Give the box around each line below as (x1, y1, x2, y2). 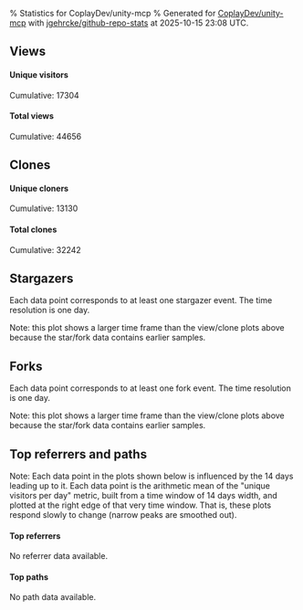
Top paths (9, 571, 48, 583)
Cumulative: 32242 (9, 244, 82, 255)
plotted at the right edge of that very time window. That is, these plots (9, 500, 272, 510)
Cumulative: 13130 (9, 203, 78, 214)
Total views (9, 110, 55, 121)
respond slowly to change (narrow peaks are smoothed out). (9, 510, 237, 521)
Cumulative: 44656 (9, 131, 82, 142)
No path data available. (9, 592, 97, 603)
